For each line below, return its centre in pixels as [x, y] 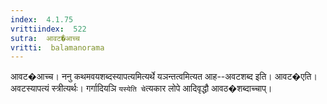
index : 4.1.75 [42, 19]
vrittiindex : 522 [48, 29]
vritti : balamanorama [57, 47]
